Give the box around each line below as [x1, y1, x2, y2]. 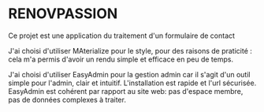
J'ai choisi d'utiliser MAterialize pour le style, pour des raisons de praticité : [8, 46, 252, 55]
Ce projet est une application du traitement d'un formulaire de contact [8, 31, 235, 40]
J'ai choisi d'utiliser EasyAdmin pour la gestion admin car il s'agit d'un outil [8, 69, 251, 79]
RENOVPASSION [8, 5, 118, 23]
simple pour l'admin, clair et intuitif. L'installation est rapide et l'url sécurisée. [8, 78, 257, 88]
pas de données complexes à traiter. [8, 95, 126, 104]
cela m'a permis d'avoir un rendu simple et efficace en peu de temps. [8, 54, 234, 64]
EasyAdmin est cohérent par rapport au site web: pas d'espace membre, [8, 86, 244, 95]
